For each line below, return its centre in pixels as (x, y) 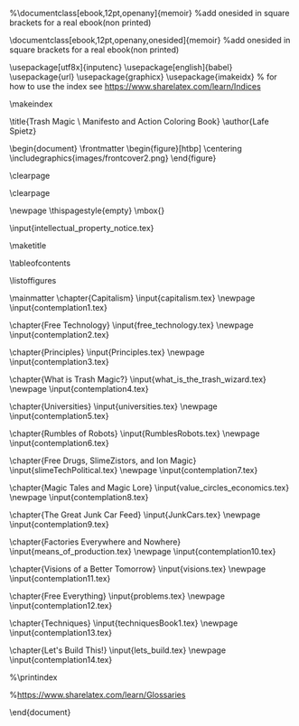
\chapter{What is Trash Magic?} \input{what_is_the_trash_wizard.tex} (138, 379)
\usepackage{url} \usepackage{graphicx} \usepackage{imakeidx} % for (143, 77)
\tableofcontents (40, 263)
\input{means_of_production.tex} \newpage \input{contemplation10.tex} (143, 551)
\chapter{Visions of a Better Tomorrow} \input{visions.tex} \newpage (138, 569)
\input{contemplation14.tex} (61, 660)
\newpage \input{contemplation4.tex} (79, 389)
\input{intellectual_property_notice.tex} (82, 228)
